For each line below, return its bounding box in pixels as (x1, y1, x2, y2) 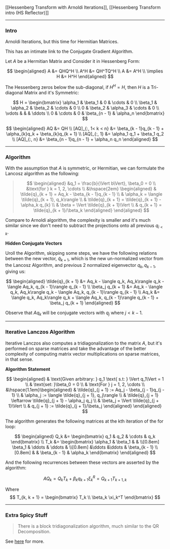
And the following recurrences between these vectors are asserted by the (5, 459, 159, 465)
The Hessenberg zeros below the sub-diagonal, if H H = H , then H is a (5, 83, 150, 90)
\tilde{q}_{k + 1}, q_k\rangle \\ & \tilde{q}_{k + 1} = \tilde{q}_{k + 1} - (21, 196, 161, 202)
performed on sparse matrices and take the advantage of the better (5, 345, 146, 352)
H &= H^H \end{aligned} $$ (56, 74, 114, 80)
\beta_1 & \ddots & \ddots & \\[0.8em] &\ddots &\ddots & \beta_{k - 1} (12, 444, 154, 450)
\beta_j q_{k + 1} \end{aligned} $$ (50, 300, 120, 306)
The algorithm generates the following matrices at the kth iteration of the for (5, 418, 163, 424)
